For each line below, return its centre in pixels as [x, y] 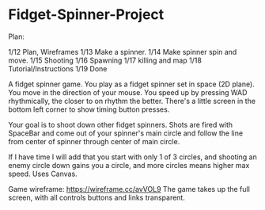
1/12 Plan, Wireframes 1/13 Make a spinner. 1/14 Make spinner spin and [123, 52]
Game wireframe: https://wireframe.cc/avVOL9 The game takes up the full [129, 189]
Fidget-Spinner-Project [86, 15]
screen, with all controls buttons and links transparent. [97, 197]
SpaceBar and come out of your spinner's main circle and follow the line [126, 133]
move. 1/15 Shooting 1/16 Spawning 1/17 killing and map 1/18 [105, 60]
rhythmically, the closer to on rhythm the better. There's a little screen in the [132, 101]
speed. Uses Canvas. [43, 174]
